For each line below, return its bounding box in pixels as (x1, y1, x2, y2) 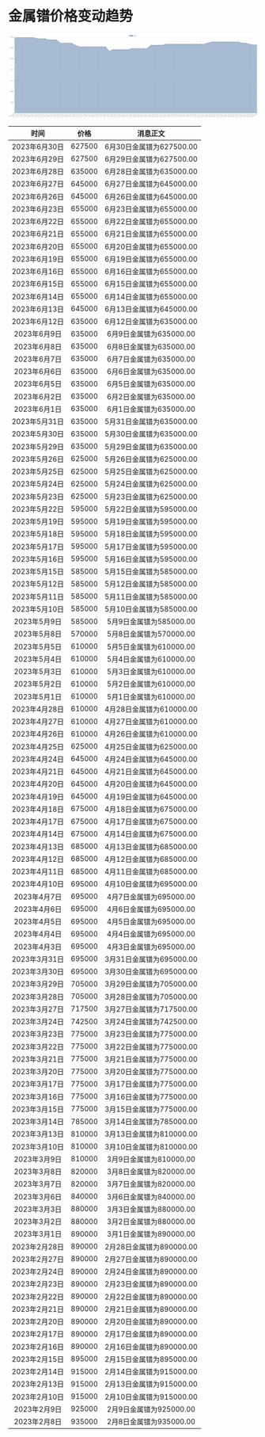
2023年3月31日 (11, 954, 65, 963)
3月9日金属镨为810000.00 (106, 1154, 196, 1164)
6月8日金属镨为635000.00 (106, 341, 196, 351)
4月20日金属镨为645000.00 (104, 779, 198, 789)
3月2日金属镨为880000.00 (106, 1217, 196, 1226)
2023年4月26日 (11, 730, 65, 739)
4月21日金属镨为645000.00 (104, 767, 198, 776)
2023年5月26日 (11, 454, 65, 463)
